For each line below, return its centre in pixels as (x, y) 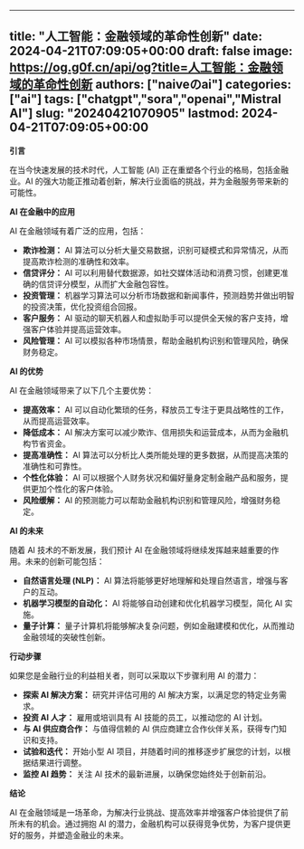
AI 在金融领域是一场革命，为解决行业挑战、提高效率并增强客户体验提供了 (145, 812)
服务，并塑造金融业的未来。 (76, 835)
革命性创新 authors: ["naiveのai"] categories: (162, 85)
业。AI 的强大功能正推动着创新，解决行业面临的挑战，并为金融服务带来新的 (149, 181)
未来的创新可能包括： (65, 561)
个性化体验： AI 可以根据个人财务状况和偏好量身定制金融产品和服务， (152, 477)
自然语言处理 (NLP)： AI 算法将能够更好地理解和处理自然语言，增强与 (151, 580)
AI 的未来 (26, 530)
